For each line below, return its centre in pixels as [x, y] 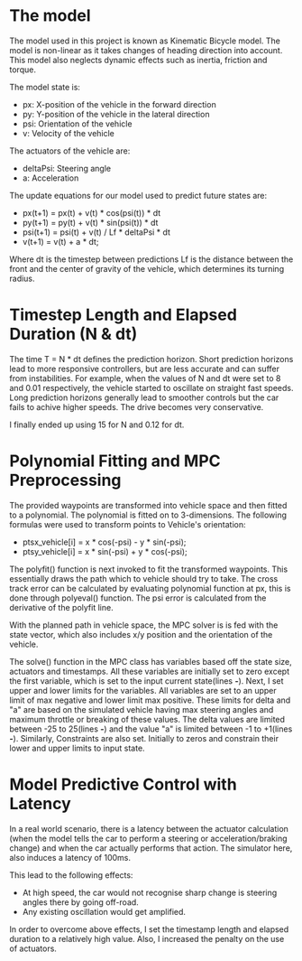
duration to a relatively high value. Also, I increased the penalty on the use [147, 938]
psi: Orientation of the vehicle [77, 124]
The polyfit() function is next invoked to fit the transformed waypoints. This [149, 569]
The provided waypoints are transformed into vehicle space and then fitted [148, 505]
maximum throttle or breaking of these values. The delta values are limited [147, 719]
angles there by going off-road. [81, 902]
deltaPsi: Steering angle [66, 168]
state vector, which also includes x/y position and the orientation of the [141, 634]
